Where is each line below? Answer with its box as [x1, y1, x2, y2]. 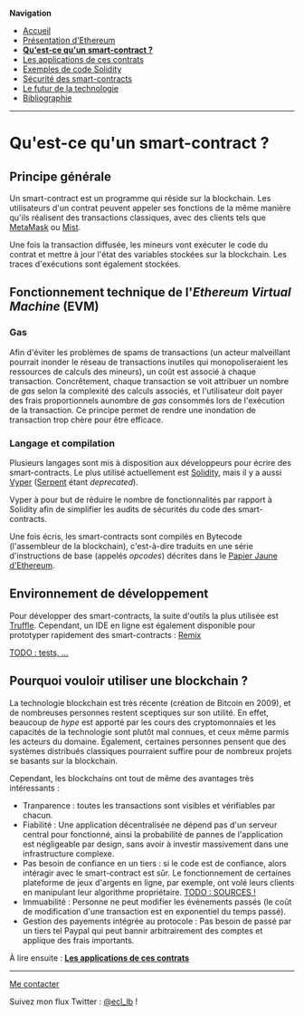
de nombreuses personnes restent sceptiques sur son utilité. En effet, [9, 707, 270, 718]
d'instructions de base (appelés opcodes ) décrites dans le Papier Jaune [9, 550, 278, 561]
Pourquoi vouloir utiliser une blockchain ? [9, 673, 249, 689]
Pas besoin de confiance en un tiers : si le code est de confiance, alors [22, 857, 287, 868]
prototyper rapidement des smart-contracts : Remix [9, 629, 202, 640]
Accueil [22, 25, 52, 35]
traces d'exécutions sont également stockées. [9, 258, 181, 269]
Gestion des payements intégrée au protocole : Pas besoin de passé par [22, 915, 292, 926]
